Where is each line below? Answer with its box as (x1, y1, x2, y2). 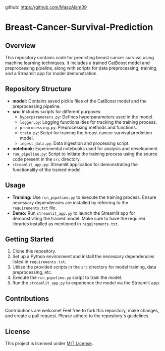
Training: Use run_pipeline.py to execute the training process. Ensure (12, 194, 157, 200)
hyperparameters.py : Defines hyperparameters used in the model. (19, 114, 154, 120)
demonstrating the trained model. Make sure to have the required (12, 215, 146, 221)
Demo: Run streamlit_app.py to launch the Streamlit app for (12, 210, 135, 216)
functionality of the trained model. (12, 167, 82, 173)
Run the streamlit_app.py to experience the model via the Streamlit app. (12, 280, 161, 286)
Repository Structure (5, 85, 72, 93)
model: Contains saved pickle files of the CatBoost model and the (12, 98, 147, 104)
